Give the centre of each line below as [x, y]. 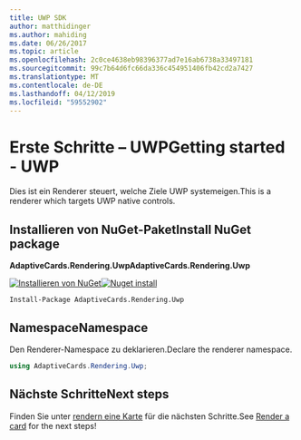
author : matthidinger [50, 26]
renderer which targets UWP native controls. [92, 201]
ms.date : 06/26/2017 [49, 43]
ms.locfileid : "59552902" [58, 102]
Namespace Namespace [79, 328]
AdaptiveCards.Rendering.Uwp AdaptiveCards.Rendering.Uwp [130, 266]
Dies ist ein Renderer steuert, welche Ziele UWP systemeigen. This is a [141, 191]
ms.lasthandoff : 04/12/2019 [63, 93]
